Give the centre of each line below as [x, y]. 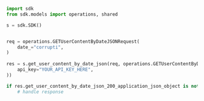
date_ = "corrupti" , [40, 47]
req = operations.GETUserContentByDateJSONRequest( [73, 41]
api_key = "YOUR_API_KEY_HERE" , [56, 70]
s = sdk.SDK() [24, 25]
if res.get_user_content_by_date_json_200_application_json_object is [97, 86]
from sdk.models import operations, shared [62, 14]
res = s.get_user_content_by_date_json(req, [63, 64]
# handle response [40, 92]
